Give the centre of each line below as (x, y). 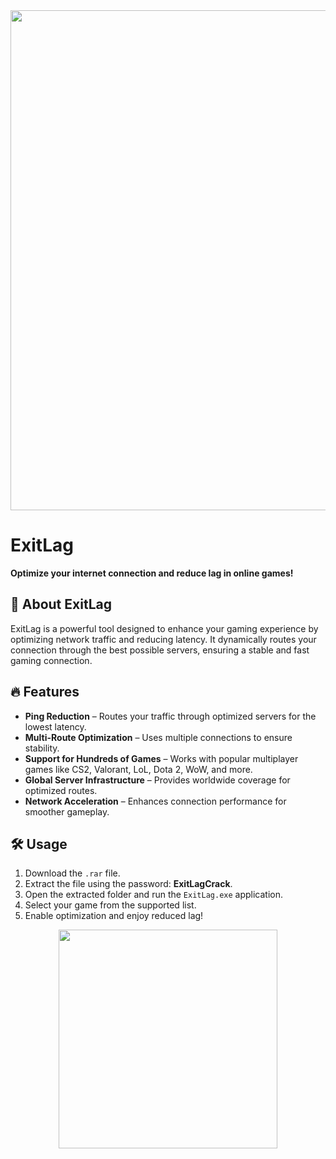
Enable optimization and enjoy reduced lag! (114, 916)
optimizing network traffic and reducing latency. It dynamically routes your (163, 639)
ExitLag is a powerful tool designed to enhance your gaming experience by (164, 628)
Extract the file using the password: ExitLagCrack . (128, 884)
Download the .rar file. (72, 873)
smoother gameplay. (67, 811)
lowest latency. (55, 726)
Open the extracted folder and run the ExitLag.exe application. (153, 895)
